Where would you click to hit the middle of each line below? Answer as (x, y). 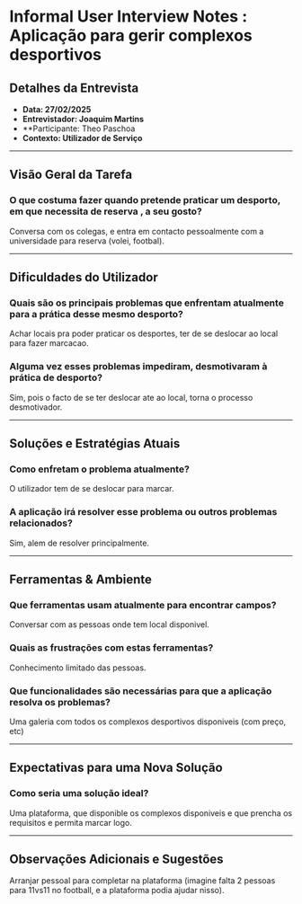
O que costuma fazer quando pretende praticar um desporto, (145, 200)
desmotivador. (36, 407)
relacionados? (41, 523)
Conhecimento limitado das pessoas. (78, 668)
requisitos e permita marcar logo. (71, 822)
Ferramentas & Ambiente (81, 580)
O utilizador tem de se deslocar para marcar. (92, 489)
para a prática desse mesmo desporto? (97, 314)
